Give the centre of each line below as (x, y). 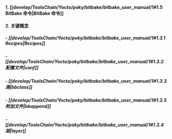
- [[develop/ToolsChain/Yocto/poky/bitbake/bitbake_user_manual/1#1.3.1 (85, 38)
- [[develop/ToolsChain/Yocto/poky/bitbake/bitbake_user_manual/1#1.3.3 (86, 81)
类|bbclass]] (19, 87)
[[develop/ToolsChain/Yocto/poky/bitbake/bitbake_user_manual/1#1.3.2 (84, 62)
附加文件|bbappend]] (28, 106)
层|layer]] (16, 131)
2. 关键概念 (17, 26)
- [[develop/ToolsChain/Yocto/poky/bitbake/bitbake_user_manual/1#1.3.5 (86, 100)
